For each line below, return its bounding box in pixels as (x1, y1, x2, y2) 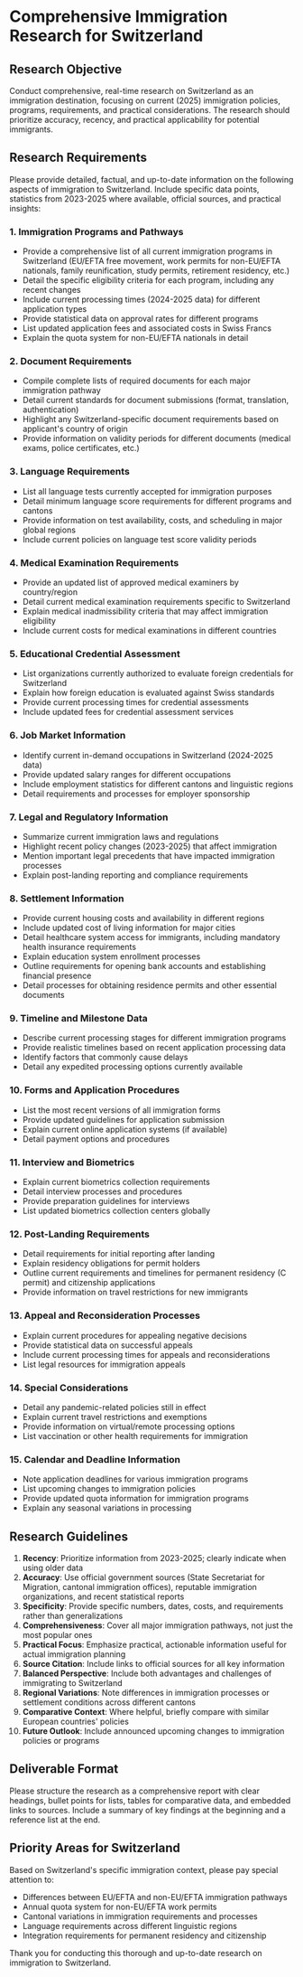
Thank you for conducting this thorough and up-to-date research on (9, 1947, 263, 1958)
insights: (9, 202, 41, 213)
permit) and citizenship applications (22, 1277, 156, 1288)
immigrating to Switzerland (22, 1678, 124, 1689)
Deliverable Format (9, 1761, 119, 1777)
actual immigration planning (22, 1649, 126, 1660)
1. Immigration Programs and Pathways (9, 225, 184, 238)
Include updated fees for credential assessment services (22, 707, 234, 718)
